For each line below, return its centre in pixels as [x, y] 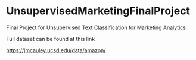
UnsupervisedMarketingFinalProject [98, 11]
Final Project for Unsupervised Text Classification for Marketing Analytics [96, 27]
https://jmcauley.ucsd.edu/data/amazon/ [56, 50]
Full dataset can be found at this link [51, 39]
